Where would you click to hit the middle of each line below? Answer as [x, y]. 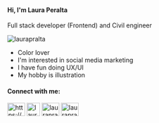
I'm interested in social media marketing [75, 60]
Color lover [33, 53]
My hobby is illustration [51, 75]
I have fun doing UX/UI [51, 67]
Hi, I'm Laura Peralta [38, 10]
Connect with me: [34, 91]
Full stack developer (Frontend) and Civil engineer [80, 25]
